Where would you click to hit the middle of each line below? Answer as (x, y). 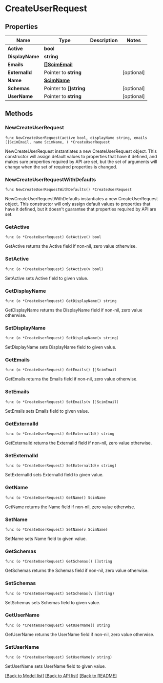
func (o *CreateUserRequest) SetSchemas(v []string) (60, 593)
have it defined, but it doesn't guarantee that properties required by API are (81, 209)
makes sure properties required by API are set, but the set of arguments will (81, 162)
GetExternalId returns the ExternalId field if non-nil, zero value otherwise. (79, 443)
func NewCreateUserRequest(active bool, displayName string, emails (76, 138)
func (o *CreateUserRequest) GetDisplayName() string (61, 301)
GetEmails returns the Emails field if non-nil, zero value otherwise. (71, 379)
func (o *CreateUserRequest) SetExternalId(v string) (61, 466)
